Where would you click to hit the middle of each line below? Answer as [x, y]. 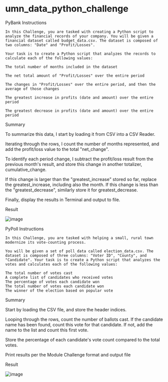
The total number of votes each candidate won [55, 286]
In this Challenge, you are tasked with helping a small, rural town [79, 238]
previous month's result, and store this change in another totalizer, [74, 164]
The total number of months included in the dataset [61, 67]
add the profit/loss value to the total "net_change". [57, 149]
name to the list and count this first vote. [47, 330]
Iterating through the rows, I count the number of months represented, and [82, 144]
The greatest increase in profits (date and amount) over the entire [79, 98]
